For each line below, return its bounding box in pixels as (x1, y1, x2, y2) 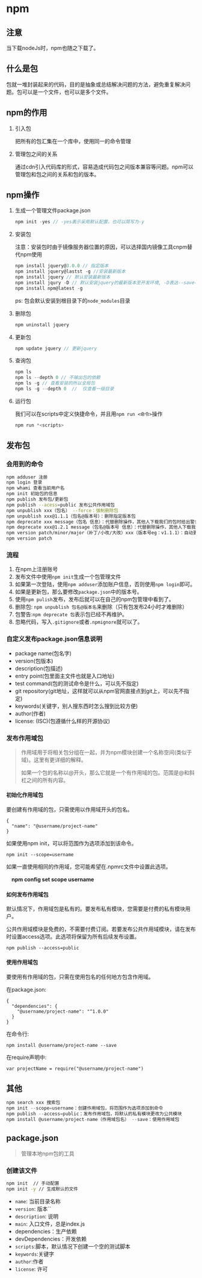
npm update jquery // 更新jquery (14, 345, 97, 351)
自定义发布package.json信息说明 (6, 635, 103, 643)
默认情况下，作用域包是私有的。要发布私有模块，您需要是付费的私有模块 (6, 905, 185, 913)
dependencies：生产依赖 (14, 1227, 77, 1235)
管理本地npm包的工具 (20, 1150, 75, 1157)
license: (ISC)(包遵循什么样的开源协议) (14, 717, 110, 724)
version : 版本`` (14, 1205, 51, 1212)
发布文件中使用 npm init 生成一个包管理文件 (14, 573, 121, 581)
